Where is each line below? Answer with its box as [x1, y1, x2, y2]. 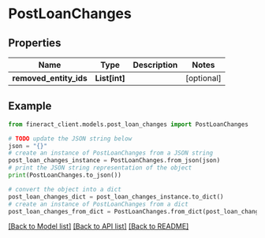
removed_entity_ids [12, 73, 88, 84]
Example [8, 99, 52, 113]
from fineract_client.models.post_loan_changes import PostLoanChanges [8, 120, 248, 128]
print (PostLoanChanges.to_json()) [8, 171, 122, 180]
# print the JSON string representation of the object [8, 164, 192, 172]
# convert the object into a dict [8, 185, 122, 193]
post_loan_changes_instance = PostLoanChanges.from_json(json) [8, 157, 221, 165]
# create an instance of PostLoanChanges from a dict [8, 200, 189, 208]
